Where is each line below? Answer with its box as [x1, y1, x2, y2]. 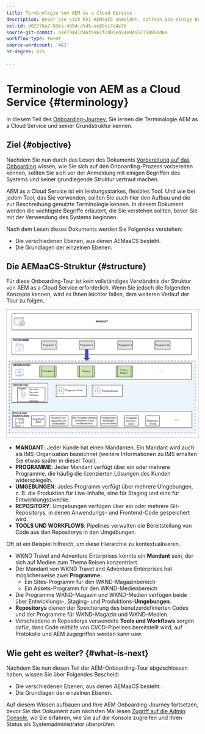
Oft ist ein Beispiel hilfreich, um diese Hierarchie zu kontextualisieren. [6, 541, 181, 548]
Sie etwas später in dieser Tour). [15, 457, 98, 465]
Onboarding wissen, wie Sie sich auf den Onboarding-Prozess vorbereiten [6, 162, 193, 170]
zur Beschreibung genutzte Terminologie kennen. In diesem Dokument [6, 200, 184, 208]
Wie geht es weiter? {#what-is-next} [6, 648, 149, 658]
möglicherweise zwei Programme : [15, 572, 102, 579]
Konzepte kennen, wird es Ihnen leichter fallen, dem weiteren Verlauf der [6, 291, 190, 298]
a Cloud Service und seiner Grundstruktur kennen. [6, 122, 133, 129]
